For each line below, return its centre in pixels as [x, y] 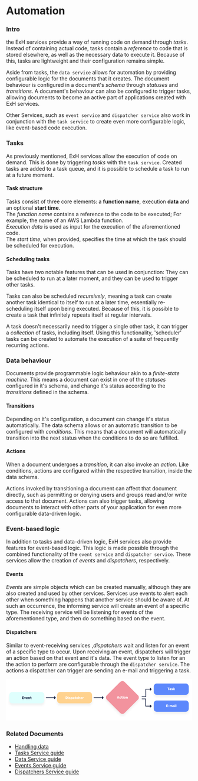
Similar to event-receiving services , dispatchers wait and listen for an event [98, 645]
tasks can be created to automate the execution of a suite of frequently [92, 339]
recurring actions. [28, 345]
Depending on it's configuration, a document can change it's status [88, 419]
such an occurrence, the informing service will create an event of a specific [98, 606]
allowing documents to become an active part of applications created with [96, 97]
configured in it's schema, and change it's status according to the [86, 386]
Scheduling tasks [28, 259]
